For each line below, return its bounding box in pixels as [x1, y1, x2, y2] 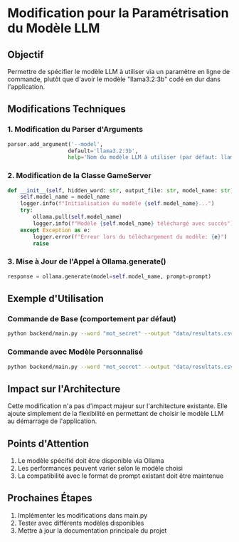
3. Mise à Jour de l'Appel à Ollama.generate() [7, 256, 166, 266]
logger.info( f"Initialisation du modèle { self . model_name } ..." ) [20, 200, 215, 207]
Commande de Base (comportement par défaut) [7, 313, 176, 323]
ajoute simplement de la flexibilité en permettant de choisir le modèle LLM [7, 410, 224, 418]
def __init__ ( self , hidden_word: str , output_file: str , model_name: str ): [7, 187, 237, 194]
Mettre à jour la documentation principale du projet [17, 526, 167, 535]
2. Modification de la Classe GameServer [7, 171, 152, 181]
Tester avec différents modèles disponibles [17, 518, 144, 527]
